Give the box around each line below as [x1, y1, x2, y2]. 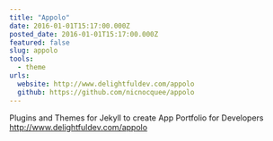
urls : [9, 71, 30, 80]
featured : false [9, 37, 70, 47]
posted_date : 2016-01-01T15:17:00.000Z [9, 29, 159, 38]
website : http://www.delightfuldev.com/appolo [17, 79, 195, 88]
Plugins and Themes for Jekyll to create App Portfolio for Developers [9, 112, 264, 123]
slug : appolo [9, 46, 58, 55]
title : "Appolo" [9, 12, 70, 22]
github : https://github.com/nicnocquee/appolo [17, 87, 195, 96]
